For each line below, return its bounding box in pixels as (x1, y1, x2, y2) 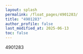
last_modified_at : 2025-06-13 (5, 26, 69, 31)
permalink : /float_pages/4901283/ (5, 12, 78, 17)
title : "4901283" (5, 16, 42, 21)
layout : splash (5, 7, 37, 12)
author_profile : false (5, 21, 53, 26)
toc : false (5, 30, 28, 35)
